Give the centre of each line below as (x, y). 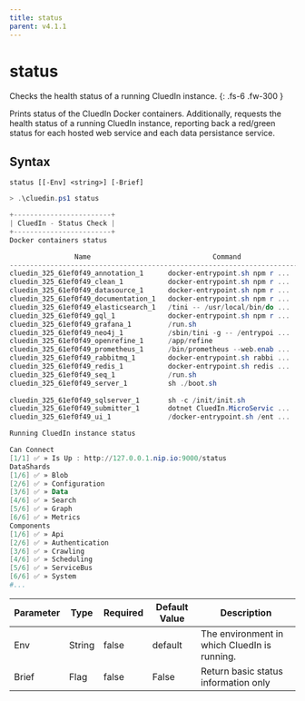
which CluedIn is (236, 645)
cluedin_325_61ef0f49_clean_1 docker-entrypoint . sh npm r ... (150, 282)
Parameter (37, 612)
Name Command (158, 257)
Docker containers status (58, 240)
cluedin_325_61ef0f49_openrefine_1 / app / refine (111, 341)
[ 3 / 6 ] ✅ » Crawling (47, 551)
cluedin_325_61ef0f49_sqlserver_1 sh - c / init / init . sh (128, 400)
